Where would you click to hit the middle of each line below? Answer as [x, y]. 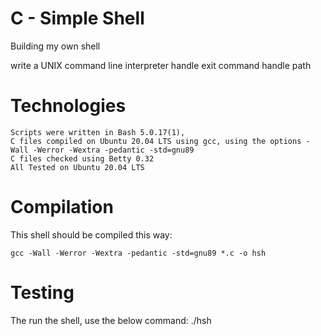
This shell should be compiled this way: [91, 234]
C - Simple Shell [77, 18]
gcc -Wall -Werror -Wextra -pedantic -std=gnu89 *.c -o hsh [138, 253]
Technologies [68, 106]
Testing [42, 293]
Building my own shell [55, 46]
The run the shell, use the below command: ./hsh [111, 320]
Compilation [62, 207]
